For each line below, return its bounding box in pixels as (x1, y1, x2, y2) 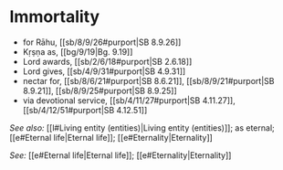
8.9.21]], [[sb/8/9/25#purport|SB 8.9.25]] (22, 85, 178, 96)
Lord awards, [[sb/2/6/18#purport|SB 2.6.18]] (22, 56, 193, 67)
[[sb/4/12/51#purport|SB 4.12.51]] (22, 104, 148, 115)
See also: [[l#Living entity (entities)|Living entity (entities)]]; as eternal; (9, 122, 276, 133)
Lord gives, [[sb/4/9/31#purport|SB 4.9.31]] (22, 66, 186, 77)
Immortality (9, 6, 100, 27)
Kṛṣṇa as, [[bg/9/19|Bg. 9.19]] (22, 46, 133, 57)
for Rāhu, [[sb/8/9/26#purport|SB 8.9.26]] (22, 37, 182, 48)
